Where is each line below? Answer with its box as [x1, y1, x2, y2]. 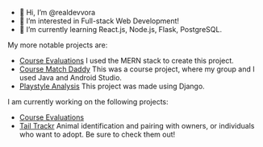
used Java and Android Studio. [19, 73, 123, 82]
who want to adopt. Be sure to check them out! [19, 129, 176, 139]
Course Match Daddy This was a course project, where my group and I [19, 64, 255, 74]
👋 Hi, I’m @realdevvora [19, 8, 96, 17]
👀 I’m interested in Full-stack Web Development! [19, 16, 179, 26]
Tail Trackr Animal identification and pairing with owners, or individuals [19, 121, 255, 130]
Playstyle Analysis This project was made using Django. [19, 81, 205, 91]
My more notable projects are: [7, 40, 108, 50]
